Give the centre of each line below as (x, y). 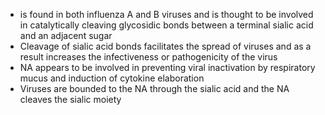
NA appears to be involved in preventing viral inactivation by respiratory (167, 67)
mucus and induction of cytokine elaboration (112, 78)
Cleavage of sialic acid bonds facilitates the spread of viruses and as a (165, 46)
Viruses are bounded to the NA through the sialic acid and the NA (154, 88)
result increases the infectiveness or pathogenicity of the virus (148, 57)
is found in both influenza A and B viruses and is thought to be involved (166, 14)
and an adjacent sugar (66, 35)
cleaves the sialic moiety (70, 99)
